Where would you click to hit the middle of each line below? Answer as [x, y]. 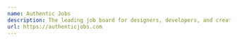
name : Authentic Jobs [39, 14]
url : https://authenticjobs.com [55, 26]
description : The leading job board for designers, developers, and [110, 20]
